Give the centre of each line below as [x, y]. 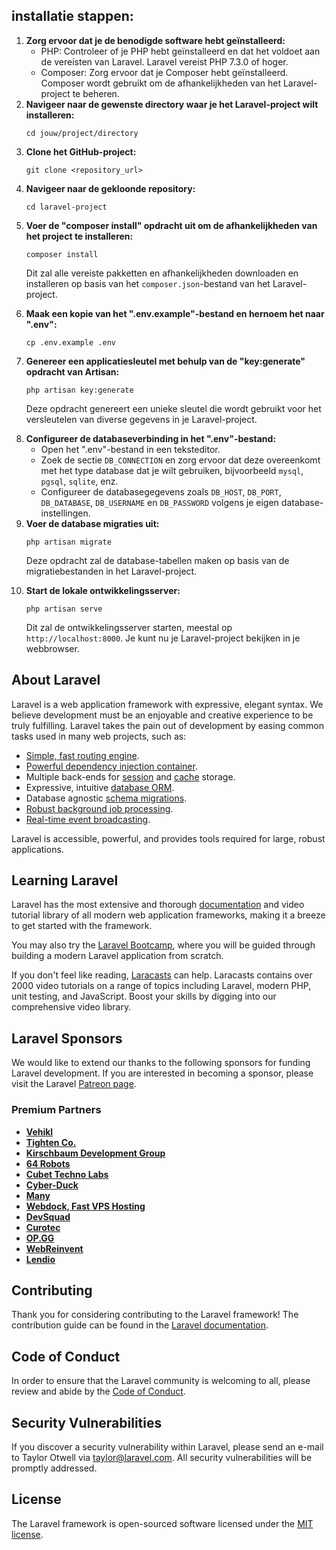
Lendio [40, 1259]
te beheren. [96, 93]
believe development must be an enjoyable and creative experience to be [162, 715]
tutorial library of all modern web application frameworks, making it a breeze [168, 915]
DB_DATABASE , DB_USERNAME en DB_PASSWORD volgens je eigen [159, 502]
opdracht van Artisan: [72, 371]
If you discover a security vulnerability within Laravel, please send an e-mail [167, 1446]
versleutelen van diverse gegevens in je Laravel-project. [141, 419]
